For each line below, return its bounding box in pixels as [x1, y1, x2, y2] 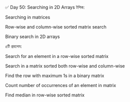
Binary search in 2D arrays [5, 33, 60, 39]
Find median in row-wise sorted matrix [5, 92, 85, 98]
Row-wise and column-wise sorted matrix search [5, 24, 106, 29]
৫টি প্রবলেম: [5, 43, 22, 49]
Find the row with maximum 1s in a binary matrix [5, 72, 104, 78]
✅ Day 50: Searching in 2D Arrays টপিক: [5, 4, 85, 10]
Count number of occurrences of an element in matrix [5, 82, 116, 88]
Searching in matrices [5, 14, 50, 20]
